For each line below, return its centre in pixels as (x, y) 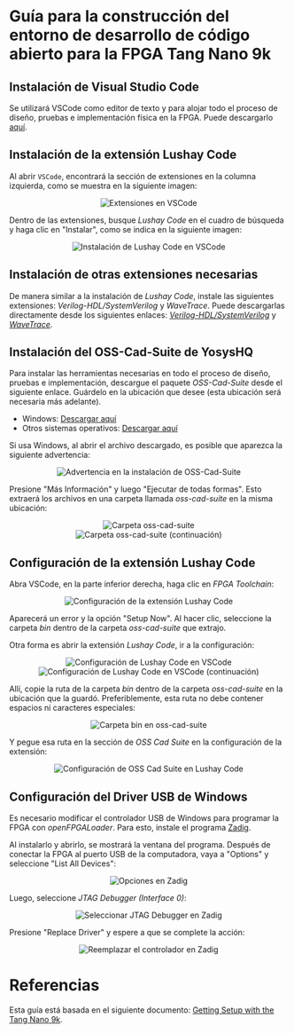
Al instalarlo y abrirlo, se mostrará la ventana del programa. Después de (140, 845)
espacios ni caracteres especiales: (72, 708)
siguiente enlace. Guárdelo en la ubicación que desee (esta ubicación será (145, 392)
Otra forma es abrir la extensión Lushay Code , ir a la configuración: (132, 645)
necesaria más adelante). (55, 402)
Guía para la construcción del (120, 16)
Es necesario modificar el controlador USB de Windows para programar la (144, 818)
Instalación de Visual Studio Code (104, 87)
